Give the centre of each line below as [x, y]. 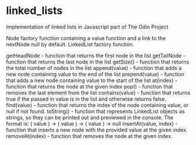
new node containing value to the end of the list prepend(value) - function [95, 74]
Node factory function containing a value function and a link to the [86, 38]
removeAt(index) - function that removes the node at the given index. [89, 136]
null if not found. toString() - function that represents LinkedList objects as [96, 111]
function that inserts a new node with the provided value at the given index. [97, 130]
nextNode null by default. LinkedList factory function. [70, 44]
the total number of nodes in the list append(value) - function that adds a [94, 68]
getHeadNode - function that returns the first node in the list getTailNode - [96, 55]
